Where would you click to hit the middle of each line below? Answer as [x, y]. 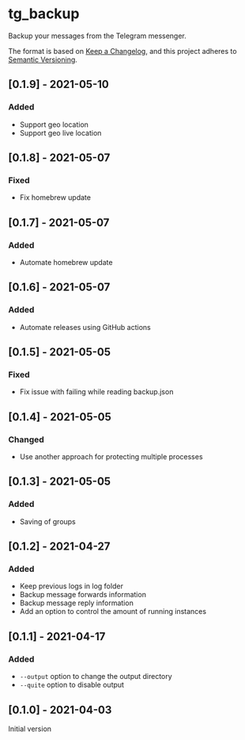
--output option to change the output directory [96, 677]
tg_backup [44, 14]
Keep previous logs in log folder [72, 586]
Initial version [30, 728]
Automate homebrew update [66, 262]
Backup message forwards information [83, 595]
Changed [26, 439]
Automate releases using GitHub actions [85, 327]
